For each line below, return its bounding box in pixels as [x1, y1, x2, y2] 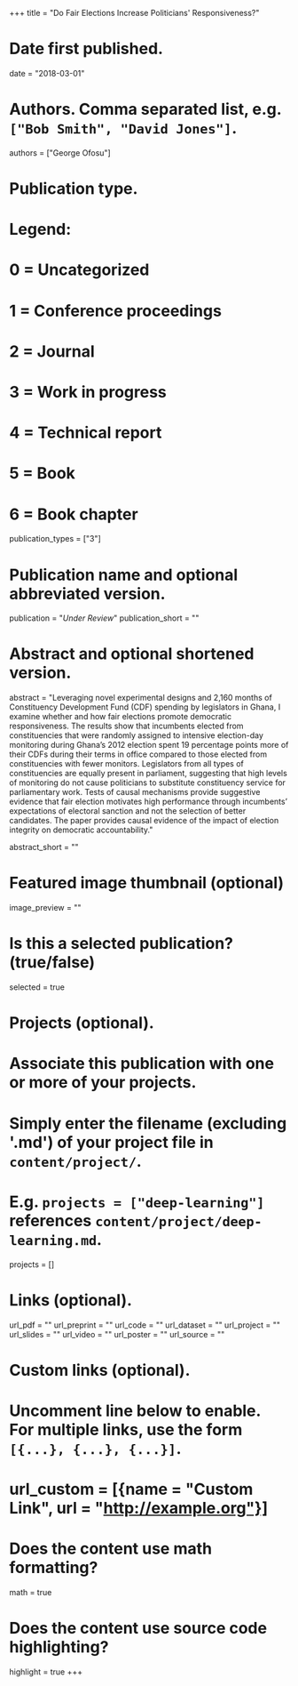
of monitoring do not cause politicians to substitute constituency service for [9, 777, 286, 788]
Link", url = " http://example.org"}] [9, 1498, 269, 1519]
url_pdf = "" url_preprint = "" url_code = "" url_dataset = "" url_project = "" [9, 1320, 281, 1330]
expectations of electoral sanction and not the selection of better [9, 806, 247, 816]
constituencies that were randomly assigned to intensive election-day [9, 730, 264, 741]
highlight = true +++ [9, 1666, 82, 1677]
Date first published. [9, 39, 164, 59]
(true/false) [9, 952, 96, 973]
